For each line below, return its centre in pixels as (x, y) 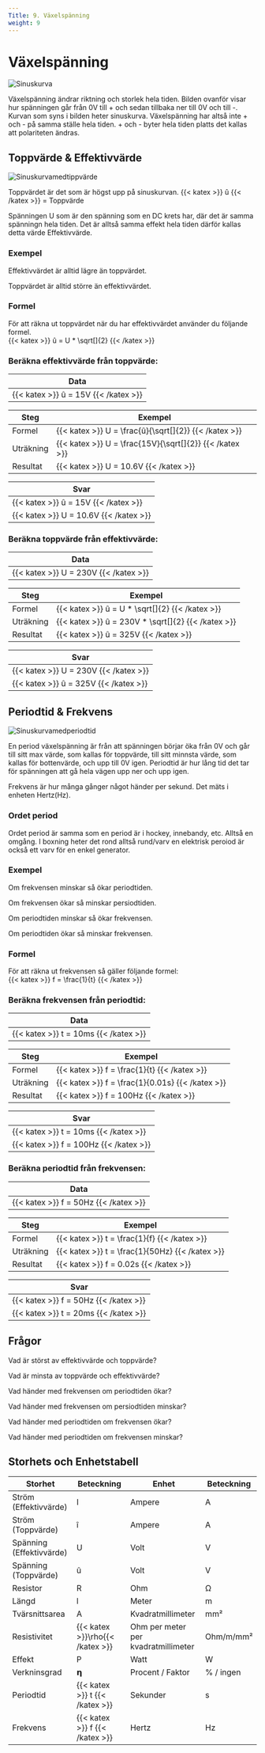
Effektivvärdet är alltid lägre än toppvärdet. (78, 271)
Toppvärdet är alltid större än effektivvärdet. (80, 286)
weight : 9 (24, 23)
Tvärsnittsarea (39, 1614)
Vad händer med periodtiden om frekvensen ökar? (90, 1421)
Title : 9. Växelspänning (49, 15)
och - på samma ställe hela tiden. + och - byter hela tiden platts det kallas (128, 124)
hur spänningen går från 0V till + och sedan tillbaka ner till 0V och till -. (123, 108)
